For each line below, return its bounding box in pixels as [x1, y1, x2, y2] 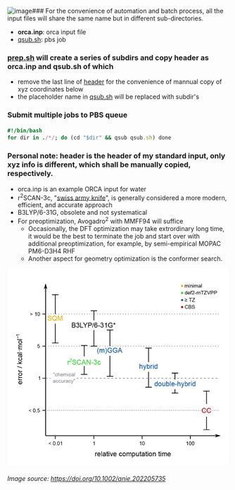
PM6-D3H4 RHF [27, 246, 76, 255]
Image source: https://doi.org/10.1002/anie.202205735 [7, 475, 166, 483]
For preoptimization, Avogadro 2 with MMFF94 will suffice [17, 215, 184, 225]
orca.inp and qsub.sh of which [7, 61, 114, 71]
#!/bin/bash [7, 127, 42, 134]
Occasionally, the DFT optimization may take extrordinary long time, [27, 224, 225, 232]
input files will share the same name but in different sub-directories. [7, 14, 204, 23]
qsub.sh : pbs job [17, 35, 67, 44]
